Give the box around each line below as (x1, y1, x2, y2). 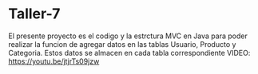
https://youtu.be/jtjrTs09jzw (8, 56, 100, 66)
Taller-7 (8, 5, 61, 23)
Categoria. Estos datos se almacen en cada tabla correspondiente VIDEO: (8, 48, 251, 57)
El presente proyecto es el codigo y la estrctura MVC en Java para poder (8, 31, 248, 41)
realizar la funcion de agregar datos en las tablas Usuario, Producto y (8, 39, 236, 49)
